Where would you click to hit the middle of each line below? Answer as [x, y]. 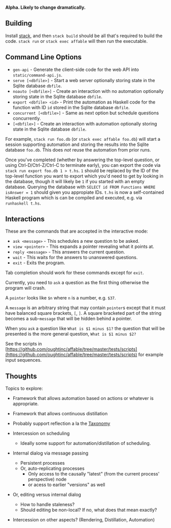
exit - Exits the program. [39, 263]
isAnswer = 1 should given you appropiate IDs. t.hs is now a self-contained [85, 192]
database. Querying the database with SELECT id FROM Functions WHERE [80, 187]
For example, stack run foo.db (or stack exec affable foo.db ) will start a [83, 139]
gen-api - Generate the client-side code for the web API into [76, 69]
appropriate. [26, 404]
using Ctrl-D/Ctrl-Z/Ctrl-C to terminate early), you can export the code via [83, 165]
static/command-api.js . [38, 75]
